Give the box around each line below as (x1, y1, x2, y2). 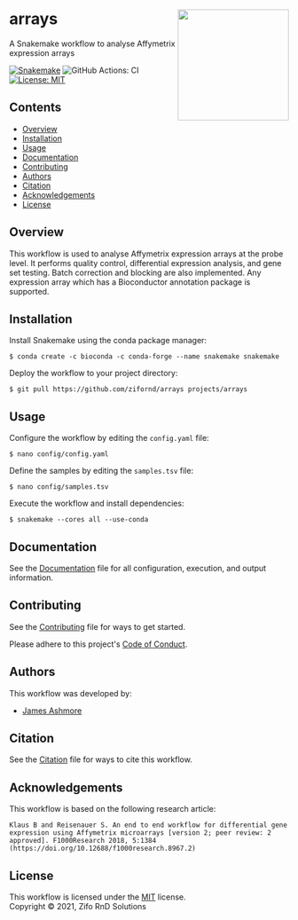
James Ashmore (21, 705, 82, 716)
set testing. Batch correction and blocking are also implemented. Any (9, 267, 262, 278)
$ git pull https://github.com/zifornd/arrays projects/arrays (9, 385, 248, 394)
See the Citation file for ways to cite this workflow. (9, 754, 192, 765)
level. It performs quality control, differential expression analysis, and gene (9, 257, 282, 268)
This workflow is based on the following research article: (9, 804, 216, 814)
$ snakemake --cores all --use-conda (9, 515, 149, 524)
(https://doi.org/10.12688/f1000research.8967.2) (9, 844, 197, 853)
